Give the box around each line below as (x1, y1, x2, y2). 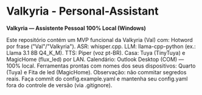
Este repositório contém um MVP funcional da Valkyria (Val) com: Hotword (6, 36, 193, 43)
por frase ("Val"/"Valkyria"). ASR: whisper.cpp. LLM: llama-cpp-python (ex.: (6, 43, 196, 50)
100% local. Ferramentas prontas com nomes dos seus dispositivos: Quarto (6, 62, 196, 69)
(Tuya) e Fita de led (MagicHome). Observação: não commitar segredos (6, 68, 187, 76)
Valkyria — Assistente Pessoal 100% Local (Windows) (6, 24, 146, 32)
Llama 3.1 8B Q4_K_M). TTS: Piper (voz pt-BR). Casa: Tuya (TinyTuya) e (6, 49, 186, 56)
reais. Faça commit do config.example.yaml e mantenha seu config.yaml (6, 75, 188, 82)
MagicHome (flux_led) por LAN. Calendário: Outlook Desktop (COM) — (6, 55, 184, 63)
